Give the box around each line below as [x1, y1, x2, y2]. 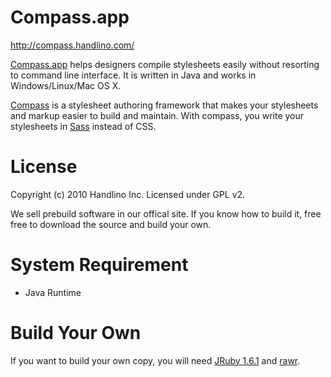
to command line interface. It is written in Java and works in [10, 69, 257, 81]
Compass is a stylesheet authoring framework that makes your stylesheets [10, 99, 319, 111]
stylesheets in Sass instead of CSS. [10, 120, 157, 132]
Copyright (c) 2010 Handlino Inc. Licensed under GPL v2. [10, 188, 246, 200]
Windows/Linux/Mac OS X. [10, 79, 122, 91]
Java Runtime [24, 286, 82, 298]
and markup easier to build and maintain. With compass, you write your [10, 109, 305, 121]
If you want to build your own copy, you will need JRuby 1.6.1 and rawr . [10, 354, 301, 366]
